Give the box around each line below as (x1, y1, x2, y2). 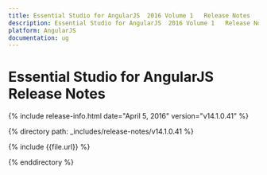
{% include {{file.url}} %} (8, 142, 91, 152)
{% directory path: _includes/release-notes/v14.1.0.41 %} (8, 126, 195, 136)
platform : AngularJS (8, 26, 77, 34)
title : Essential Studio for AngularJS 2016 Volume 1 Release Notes (8, 11, 250, 20)
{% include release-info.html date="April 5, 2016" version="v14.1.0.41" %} (8, 111, 249, 121)
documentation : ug (8, 33, 69, 42)
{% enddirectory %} (8, 157, 74, 167)
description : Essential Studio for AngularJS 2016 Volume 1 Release (8, 19, 250, 27)
